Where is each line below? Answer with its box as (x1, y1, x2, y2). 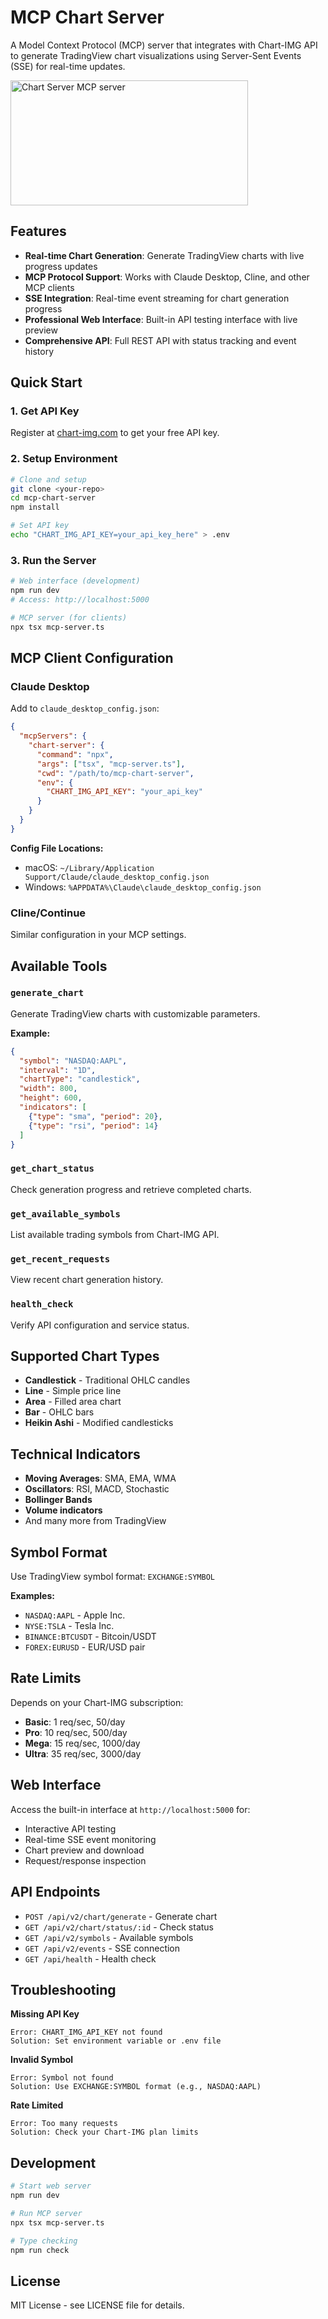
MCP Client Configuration (10, 650, 174, 667)
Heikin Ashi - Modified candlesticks (24, 1417, 174, 1429)
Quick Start (10, 374, 83, 391)
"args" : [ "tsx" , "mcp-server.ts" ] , (36, 759, 186, 769)
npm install (10, 502, 60, 513)
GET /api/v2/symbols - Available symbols (24, 1931, 194, 1943)
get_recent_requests (10, 1253, 111, 1265)
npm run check (10, 2245, 70, 2255)
